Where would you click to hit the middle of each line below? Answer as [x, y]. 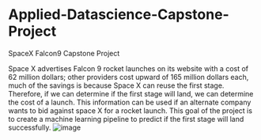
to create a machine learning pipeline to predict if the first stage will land [126, 119]
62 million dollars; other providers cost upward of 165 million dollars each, [129, 77]
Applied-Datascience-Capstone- [119, 15]
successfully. [30, 127]
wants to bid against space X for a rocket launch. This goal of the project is [130, 110]
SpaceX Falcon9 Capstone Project [64, 53]
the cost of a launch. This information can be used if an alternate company [130, 102]
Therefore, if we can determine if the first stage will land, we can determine [131, 93]
